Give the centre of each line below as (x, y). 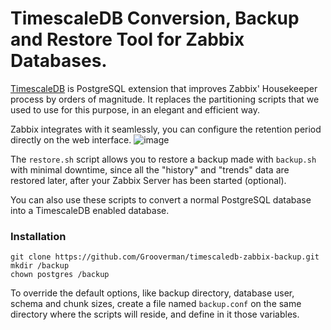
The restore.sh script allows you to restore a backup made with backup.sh (163, 159)
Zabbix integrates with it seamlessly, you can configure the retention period (166, 129)
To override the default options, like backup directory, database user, (152, 293)
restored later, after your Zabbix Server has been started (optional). (148, 180)
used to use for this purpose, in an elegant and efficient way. (135, 109)
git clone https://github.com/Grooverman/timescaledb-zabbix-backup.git (165, 257)
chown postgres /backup (60, 275)
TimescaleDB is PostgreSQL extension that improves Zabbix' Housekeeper (164, 88)
